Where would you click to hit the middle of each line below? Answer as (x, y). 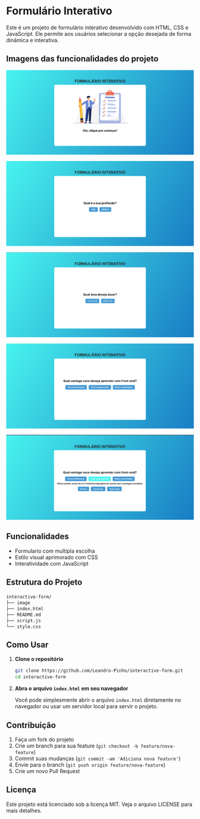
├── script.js (24, 621)
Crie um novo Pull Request (47, 771)
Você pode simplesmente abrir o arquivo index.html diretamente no (98, 700)
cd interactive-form (40, 677)
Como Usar (27, 645)
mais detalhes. (24, 810)
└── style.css (24, 626)
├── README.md (24, 615)
